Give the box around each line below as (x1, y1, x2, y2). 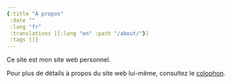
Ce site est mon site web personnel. (6, 55, 111, 64)
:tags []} (9, 36, 39, 43)
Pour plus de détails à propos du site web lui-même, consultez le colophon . (6, 69, 226, 78)
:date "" (9, 17, 36, 24)
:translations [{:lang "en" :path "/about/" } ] (9, 29, 149, 37)
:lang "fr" (9, 23, 42, 30)
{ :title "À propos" (6, 10, 64, 17)
